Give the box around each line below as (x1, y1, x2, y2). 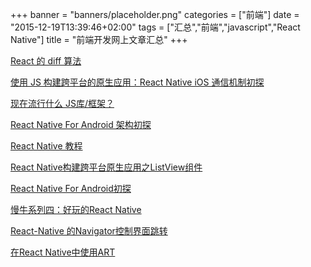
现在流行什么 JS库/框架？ (10, 98, 115, 109)
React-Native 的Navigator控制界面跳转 (10, 225, 168, 237)
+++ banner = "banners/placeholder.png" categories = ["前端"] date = (10, 9, 300, 20)
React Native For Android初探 (10, 183, 132, 194)
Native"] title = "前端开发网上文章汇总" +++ (10, 34, 188, 45)
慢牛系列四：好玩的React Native (10, 204, 142, 215)
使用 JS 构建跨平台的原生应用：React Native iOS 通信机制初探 (10, 76, 265, 88)
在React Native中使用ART (10, 246, 116, 258)
